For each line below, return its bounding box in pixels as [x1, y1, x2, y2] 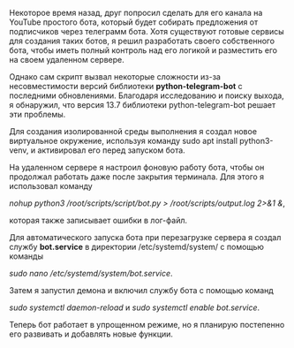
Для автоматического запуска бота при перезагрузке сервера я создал [9, 232, 282, 242]
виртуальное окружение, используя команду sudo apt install [9, 136, 238, 146]
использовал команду [9, 181, 93, 191]
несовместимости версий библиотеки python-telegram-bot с [9, 81, 243, 91]
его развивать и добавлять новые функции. [9, 329, 174, 339]
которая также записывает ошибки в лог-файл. [9, 216, 188, 225]
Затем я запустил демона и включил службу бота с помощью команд [9, 285, 274, 295]
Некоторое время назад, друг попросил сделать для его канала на [9, 8, 263, 18]
